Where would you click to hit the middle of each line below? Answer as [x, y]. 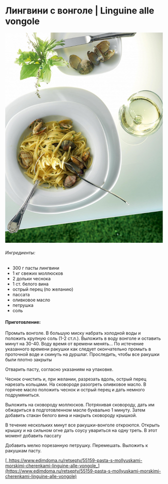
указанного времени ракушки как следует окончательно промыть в [78, 349]
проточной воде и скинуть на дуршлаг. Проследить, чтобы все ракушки [82, 354]
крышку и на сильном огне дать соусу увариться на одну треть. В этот [81, 430]
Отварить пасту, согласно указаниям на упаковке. [59, 369]
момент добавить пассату [33, 436]
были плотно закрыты [29, 360]
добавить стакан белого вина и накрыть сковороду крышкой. [71, 415]
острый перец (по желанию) [43, 289]
